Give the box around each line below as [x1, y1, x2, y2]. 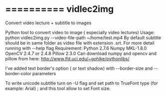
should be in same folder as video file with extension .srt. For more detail [5, 40, 155, 46]
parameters [32, 70, 56, 76]
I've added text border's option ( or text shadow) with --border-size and [5, 65, 153, 71]
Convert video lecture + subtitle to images [5, 20, 92, 26]
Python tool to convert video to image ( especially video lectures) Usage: [5, 29, 155, 35]
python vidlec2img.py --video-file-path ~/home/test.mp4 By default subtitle [5, 35, 161, 41]
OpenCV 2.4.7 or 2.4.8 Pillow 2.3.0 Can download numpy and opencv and [5, 50, 157, 56]
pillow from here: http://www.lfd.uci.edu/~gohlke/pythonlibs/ [5, 55, 130, 61]
